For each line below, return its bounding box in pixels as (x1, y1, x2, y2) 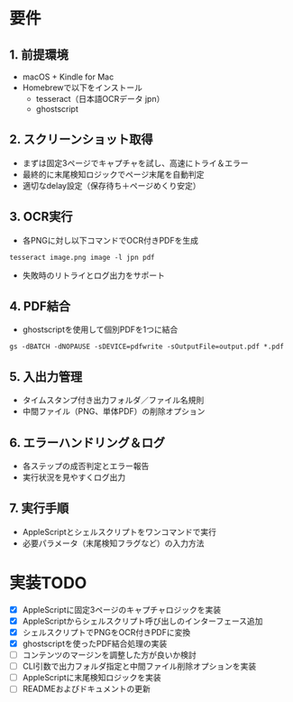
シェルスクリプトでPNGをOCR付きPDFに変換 (22, 626, 191, 637)
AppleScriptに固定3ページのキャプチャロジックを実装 (22, 604, 222, 614)
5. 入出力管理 (9, 369, 83, 384)
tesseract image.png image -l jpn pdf (9, 253, 155, 262)
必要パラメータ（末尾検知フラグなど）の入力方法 (22, 538, 205, 549)
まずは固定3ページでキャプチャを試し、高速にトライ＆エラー (22, 157, 250, 168)
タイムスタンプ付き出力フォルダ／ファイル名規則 (22, 394, 205, 406)
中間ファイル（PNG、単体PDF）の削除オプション (22, 406, 206, 417)
